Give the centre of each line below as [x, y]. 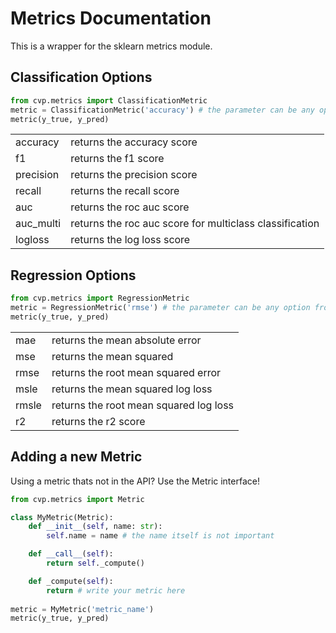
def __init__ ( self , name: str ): [95, 527]
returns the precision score [134, 175]
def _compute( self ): [71, 581]
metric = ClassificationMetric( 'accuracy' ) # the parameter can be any [162, 110]
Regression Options [73, 275]
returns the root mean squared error [136, 372]
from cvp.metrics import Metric [77, 499]
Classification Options [81, 77]
